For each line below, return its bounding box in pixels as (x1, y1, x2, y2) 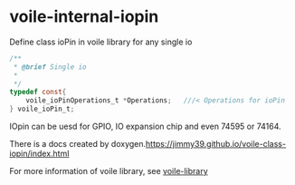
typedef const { (9, 88, 67, 97)
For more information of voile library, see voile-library (9, 166, 208, 177)
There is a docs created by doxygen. (9, 139, 147, 150)
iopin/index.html (9, 148, 70, 160)
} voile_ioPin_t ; (9, 104, 75, 114)
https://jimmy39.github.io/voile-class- (145, 139, 287, 150)
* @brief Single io (13, 62, 88, 72)
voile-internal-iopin (9, 6, 159, 27)
